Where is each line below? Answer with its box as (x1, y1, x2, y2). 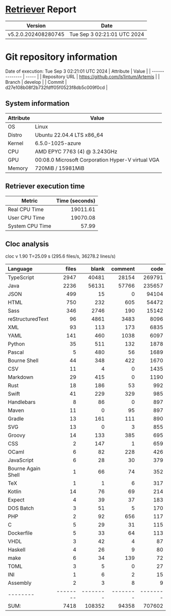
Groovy (8, 432, 25, 439)
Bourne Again (8, 465, 41, 472)
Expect (8, 496, 24, 504)
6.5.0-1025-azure (35, 140, 81, 147)
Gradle (8, 415, 24, 422)
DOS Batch (8, 505, 34, 512)
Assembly (8, 579, 32, 586)
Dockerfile (8, 530, 33, 537)
